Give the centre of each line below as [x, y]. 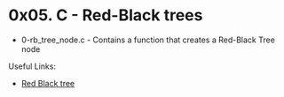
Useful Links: [32, 66]
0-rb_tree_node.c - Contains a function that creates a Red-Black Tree [148, 40]
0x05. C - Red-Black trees [106, 15]
